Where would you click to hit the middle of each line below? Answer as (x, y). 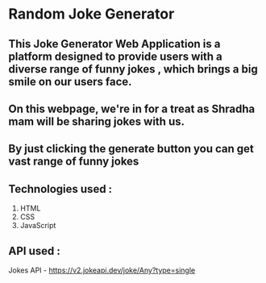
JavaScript (38, 226)
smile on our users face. (70, 81)
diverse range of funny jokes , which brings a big (133, 69)
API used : (34, 251)
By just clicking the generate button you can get (131, 149)
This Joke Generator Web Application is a (114, 44)
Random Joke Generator (91, 14)
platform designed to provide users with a (116, 56)
